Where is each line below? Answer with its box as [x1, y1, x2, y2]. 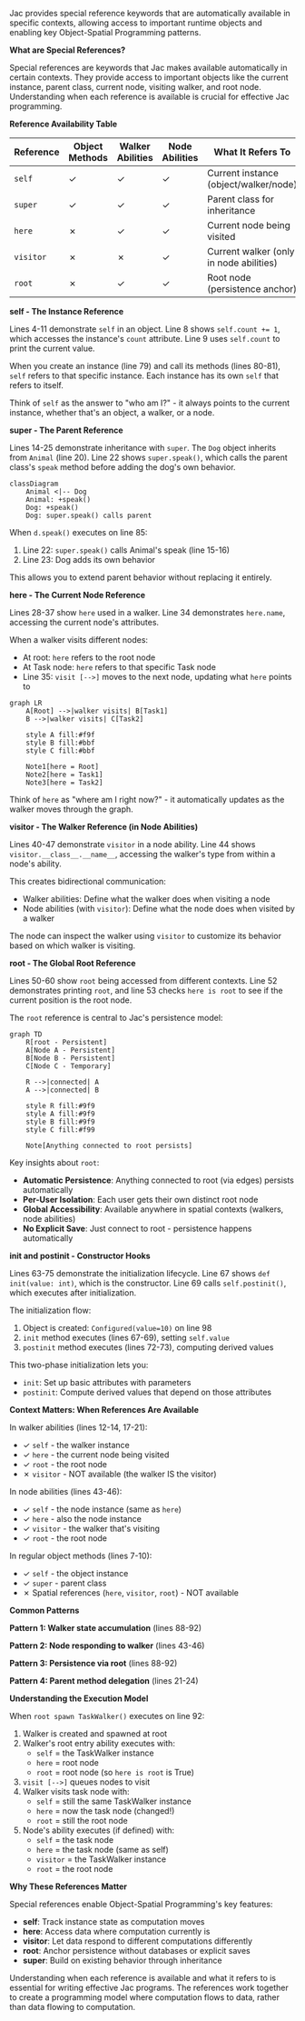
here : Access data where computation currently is [22, 1926, 211, 1936]
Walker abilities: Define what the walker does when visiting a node [22, 894, 271, 904]
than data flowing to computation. [9, 2002, 136, 2012]
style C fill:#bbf [25, 746, 95, 755]
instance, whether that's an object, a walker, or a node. [9, 407, 215, 417]
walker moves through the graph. [9, 804, 133, 815]
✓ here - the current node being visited [22, 1449, 170, 1460]
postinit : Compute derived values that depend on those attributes [22, 1386, 272, 1397]
